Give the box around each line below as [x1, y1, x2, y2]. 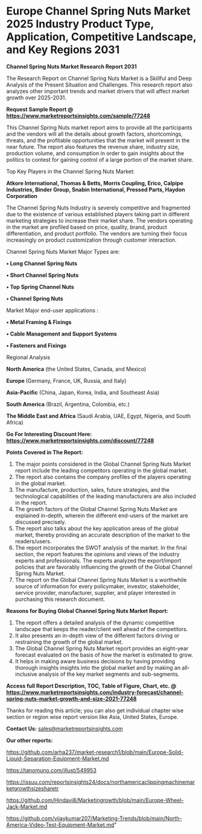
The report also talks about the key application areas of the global [14, 525, 179, 532]
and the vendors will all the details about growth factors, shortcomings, [6, 130, 183, 137]
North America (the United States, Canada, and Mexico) [6, 365, 147, 372]
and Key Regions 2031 [6, 43, 120, 57]
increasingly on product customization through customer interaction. [6, 236, 177, 243]
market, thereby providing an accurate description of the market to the [14, 531, 191, 538]
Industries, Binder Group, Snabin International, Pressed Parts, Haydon [6, 186, 185, 193]
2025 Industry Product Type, [6, 17, 154, 31]
